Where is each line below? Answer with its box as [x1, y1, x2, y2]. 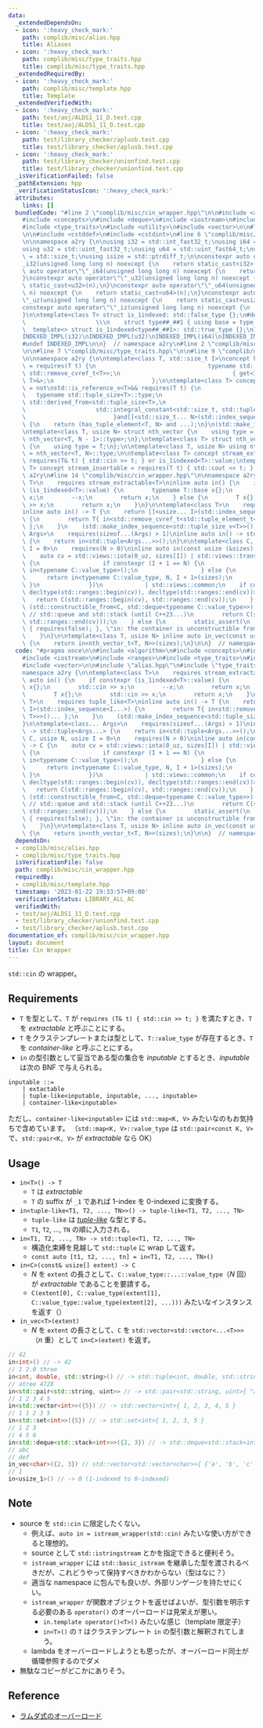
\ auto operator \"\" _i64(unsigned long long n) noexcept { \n [22, 267, 225, 275]
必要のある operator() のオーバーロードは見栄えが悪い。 [38, 1607, 222, 1616]
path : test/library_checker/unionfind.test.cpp [22, 158, 180, 166]
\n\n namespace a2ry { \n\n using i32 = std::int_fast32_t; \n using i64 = [22, 238, 258, 246]
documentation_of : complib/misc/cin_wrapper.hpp [8, 932, 170, 939]
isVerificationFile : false [15, 859, 103, 866]
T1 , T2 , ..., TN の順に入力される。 [31, 1225, 135, 1234]
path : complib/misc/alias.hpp [22, 33, 121, 42]
